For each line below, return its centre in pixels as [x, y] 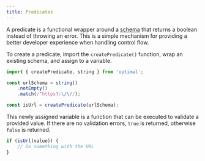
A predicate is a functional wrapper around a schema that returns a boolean [102, 29]
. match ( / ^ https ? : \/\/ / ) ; [49, 94]
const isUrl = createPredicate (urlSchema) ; [63, 105]
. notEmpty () [32, 88]
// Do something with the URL [56, 146]
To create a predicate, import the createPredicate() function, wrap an [95, 54]
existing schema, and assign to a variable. [59, 60]
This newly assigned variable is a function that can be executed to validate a [102, 117]
